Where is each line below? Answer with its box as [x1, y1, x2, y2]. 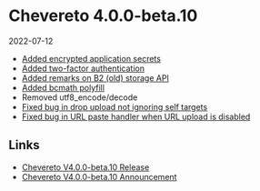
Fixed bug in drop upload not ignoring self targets [21, 101, 208, 112]
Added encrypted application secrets [21, 53, 161, 64]
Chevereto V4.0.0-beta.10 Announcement [21, 171, 177, 182]
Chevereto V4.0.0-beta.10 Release [21, 161, 150, 173]
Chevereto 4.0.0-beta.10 [8, 5, 198, 26]
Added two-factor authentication [21, 63, 145, 74]
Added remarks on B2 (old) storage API [21, 72, 170, 83]
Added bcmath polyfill [21, 82, 105, 93]
